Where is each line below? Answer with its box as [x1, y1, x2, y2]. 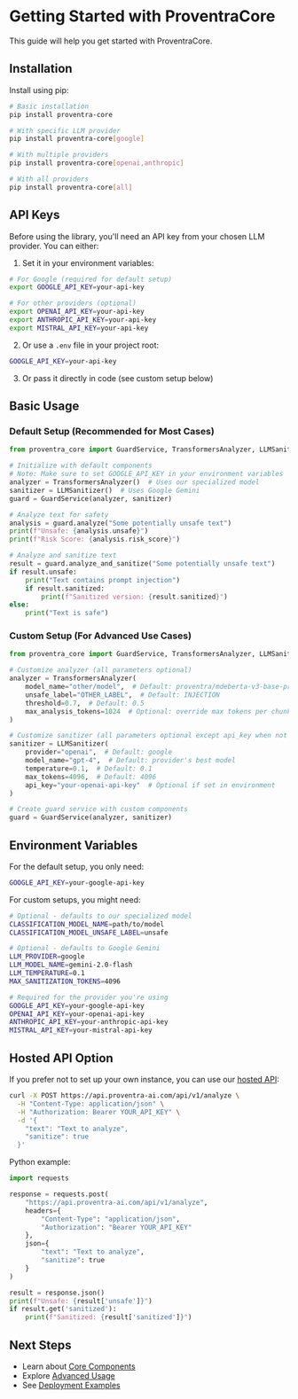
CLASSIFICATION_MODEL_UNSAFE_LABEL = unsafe [9, 928, 169, 937]
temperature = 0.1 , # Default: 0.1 [25, 764, 153, 773]
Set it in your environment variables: [21, 257, 154, 268]
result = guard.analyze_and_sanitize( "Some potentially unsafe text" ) [9, 559, 276, 568]
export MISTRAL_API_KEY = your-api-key [9, 324, 149, 332]
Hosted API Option [9, 1051, 114, 1066]
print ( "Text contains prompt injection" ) [25, 575, 180, 584]
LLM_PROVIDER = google [9, 952, 86, 961]
